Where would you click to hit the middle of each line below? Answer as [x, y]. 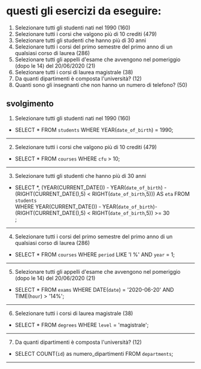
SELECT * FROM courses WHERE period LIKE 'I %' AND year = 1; [95, 254]
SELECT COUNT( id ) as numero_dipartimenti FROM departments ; [94, 353]
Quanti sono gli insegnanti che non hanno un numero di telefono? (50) [101, 84]
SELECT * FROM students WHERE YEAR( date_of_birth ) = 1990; [94, 129]
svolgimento [30, 104]
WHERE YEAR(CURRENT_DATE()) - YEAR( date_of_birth [84, 206]
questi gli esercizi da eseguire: [84, 11]
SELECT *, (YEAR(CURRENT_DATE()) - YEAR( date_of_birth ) [89, 187]
